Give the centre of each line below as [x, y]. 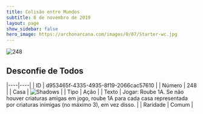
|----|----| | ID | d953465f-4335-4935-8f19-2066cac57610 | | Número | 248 [101, 85]
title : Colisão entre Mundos [43, 12]
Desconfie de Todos [45, 71]
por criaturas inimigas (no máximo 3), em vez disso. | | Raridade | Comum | [100, 104]
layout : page [23, 23]
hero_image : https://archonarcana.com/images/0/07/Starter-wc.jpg [92, 35]
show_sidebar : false [32, 29]
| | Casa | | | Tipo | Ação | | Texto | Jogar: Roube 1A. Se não [95, 92]
